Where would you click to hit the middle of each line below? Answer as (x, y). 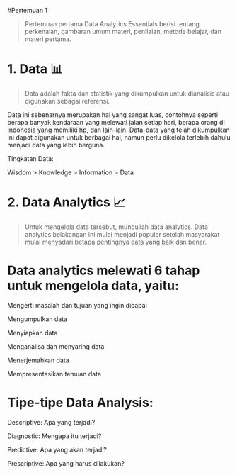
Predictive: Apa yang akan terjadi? (57, 449)
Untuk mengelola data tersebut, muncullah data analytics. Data (116, 227)
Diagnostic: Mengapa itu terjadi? (54, 436)
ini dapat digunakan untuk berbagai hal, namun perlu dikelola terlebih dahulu (119, 137)
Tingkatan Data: (31, 158)
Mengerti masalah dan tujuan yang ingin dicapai (77, 305)
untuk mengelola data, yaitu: (93, 286)
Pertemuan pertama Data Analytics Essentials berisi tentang (112, 24)
